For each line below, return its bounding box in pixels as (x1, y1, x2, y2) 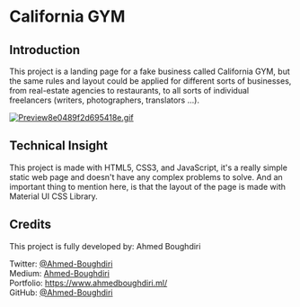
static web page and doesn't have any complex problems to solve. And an (9, 171, 283, 182)
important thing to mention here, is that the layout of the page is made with (9, 181, 286, 192)
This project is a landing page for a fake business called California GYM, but (9, 66, 290, 77)
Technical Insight (9, 138, 108, 154)
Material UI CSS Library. (9, 191, 99, 202)
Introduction (9, 42, 81, 58)
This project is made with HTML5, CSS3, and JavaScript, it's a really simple (9, 162, 287, 173)
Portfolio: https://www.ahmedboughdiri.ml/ (9, 277, 168, 288)
